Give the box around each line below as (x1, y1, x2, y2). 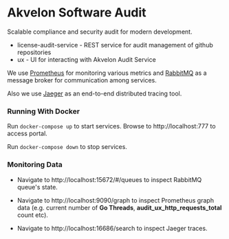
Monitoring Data (7, 160, 63, 170)
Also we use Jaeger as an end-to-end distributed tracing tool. (7, 89, 182, 98)
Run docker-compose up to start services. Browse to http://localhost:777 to (7, 122, 216, 130)
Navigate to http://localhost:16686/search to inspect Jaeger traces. (17, 224, 208, 232)
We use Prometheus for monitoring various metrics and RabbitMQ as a (7, 69, 208, 77)
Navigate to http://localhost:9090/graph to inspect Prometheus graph (17, 196, 215, 204)
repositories (17, 48, 52, 56)
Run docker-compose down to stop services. (7, 143, 127, 151)
